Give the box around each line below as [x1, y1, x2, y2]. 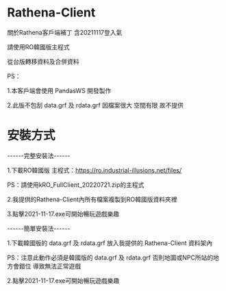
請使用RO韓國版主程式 [7, 42, 70, 51]
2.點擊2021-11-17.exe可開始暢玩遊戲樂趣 [7, 276, 120, 285]
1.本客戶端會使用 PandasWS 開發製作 [7, 86, 112, 94]
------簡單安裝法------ [7, 224, 71, 232]
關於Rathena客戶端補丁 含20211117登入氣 [7, 28, 123, 36]
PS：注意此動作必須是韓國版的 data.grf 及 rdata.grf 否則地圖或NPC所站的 [7, 253, 214, 262]
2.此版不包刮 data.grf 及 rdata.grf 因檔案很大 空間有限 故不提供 [7, 101, 184, 109]
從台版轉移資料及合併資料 [7, 57, 79, 66]
